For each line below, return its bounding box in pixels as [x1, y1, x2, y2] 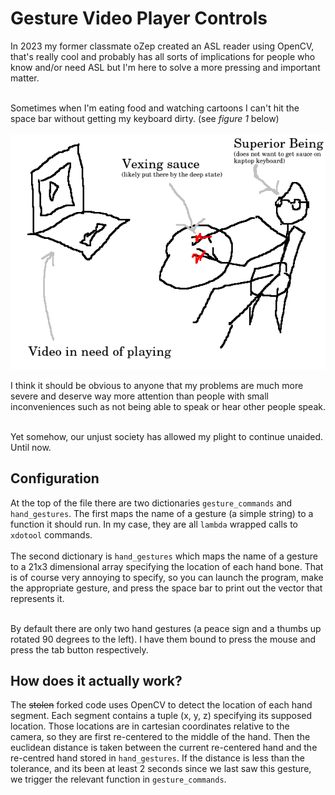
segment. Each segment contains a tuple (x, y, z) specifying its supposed [10, 710, 313, 722]
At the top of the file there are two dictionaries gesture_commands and [10, 497, 293, 509]
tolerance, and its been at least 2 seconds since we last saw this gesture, [10, 763, 312, 775]
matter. [10, 72, 40, 84]
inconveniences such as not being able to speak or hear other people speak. [10, 400, 326, 412]
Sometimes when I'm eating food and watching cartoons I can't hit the [10, 102, 300, 114]
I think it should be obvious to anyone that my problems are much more [10, 379, 304, 391]
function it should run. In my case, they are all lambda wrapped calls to [10, 518, 298, 530]
